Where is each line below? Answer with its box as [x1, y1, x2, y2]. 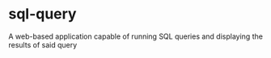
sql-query [8, 5, 77, 23]
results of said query [8, 39, 78, 49]
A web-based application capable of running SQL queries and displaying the [8, 31, 263, 41]
